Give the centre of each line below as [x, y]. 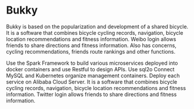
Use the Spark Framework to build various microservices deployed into [92, 63]
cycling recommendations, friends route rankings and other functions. [91, 51]
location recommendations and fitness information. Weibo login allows [91, 39]
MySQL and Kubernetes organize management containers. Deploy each [93, 75]
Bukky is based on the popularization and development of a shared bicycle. [97, 27]
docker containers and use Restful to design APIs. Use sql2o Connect [90, 69]
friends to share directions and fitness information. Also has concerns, [91, 45]
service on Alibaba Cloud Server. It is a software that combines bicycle [92, 82]
